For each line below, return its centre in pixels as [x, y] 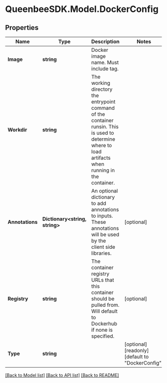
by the [99, 241]
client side [103, 247]
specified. [103, 336]
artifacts [101, 158]
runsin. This [105, 127]
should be [103, 299]
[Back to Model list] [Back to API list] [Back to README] [62, 375]
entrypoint [103, 102]
